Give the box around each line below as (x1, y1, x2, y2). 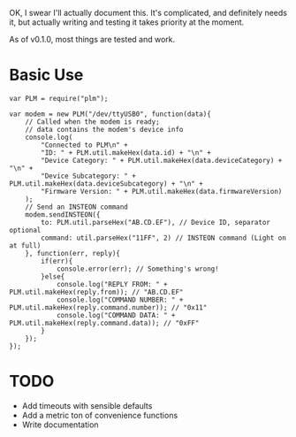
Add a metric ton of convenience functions (21, 410, 178, 420)
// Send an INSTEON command (25, 203, 128, 211)
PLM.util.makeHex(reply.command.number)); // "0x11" (9, 303, 208, 312)
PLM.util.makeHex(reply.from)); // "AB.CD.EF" (9, 287, 184, 296)
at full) (9, 241, 42, 250)
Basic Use (9, 65, 84, 85)
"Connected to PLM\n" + (41, 141, 128, 149)
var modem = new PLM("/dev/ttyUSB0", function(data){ (9, 110, 212, 119)
